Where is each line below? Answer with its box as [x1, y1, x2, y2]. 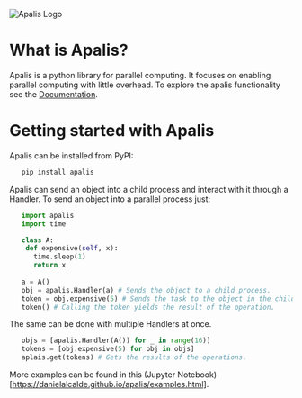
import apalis [21, 211, 75, 220]
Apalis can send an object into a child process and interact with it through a [9, 184, 289, 194]
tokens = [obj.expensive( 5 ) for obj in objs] [21, 345, 195, 354]
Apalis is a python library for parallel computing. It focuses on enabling [9, 69, 271, 80]
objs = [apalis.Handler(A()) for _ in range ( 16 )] [21, 336, 211, 346]
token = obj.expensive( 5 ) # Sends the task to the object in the [21, 294, 271, 303]
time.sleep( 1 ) [32, 252, 87, 261]
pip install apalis [21, 167, 94, 176]
